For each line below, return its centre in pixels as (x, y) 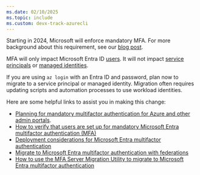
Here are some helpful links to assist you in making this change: (86, 102)
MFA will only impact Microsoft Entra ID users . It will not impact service (95, 59)
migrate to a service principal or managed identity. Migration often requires (100, 84)
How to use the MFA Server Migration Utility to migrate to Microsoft (99, 159)
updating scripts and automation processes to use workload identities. (94, 90)
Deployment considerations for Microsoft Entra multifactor (88, 140)
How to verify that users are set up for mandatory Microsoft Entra (97, 127)
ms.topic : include (29, 18)
